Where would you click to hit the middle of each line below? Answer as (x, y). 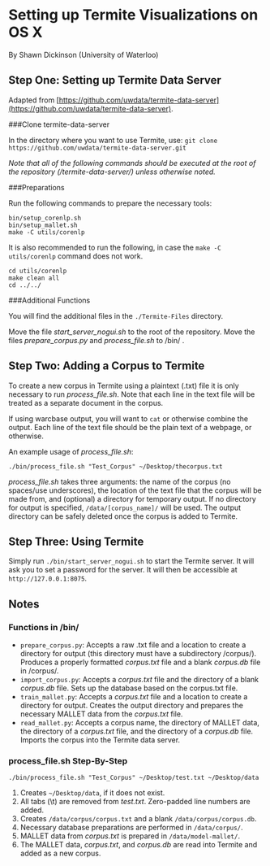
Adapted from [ (34, 100)
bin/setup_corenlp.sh (45, 218)
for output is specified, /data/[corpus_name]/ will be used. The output (125, 507)
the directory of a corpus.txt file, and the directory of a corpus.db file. (137, 731)
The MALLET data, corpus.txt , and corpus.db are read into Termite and (139, 845)
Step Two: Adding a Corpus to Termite (107, 366)
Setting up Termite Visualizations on (133, 15)
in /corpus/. (39, 671)
